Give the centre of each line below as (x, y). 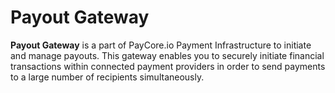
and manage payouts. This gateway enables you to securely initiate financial (167, 55)
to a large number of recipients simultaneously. (107, 77)
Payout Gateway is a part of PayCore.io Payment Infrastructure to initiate (161, 45)
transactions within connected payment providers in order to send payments (168, 66)
